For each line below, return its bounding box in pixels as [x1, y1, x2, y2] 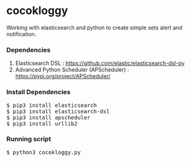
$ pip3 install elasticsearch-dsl [6, 108, 110, 115]
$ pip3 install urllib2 [6, 120, 78, 127]
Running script [6, 135, 51, 144]
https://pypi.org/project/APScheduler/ [15, 73, 111, 80]
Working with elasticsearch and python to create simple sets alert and [6, 24, 182, 31]
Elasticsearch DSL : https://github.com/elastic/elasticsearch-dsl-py [15, 59, 185, 67]
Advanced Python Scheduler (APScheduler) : [15, 66, 130, 73]
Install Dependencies [6, 88, 71, 97]
